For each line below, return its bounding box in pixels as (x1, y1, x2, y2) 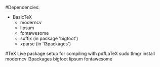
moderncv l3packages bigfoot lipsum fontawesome (5, 56, 113, 62)
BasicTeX (12, 14, 32, 20)
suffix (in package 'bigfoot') (20, 35, 78, 41)
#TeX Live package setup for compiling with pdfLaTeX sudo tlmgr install (5, 50, 155, 56)
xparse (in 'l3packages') (20, 41, 71, 47)
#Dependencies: (5, 5, 40, 10)
